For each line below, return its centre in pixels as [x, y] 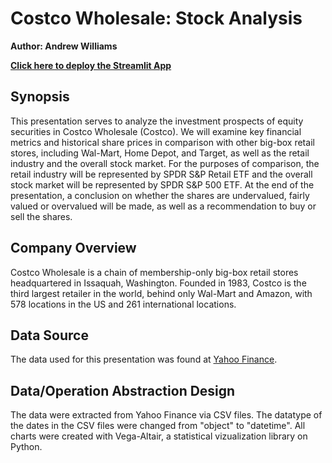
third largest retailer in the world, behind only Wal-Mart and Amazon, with [161, 293]
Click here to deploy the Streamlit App [91, 65]
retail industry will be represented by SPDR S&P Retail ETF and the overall [161, 174]
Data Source [49, 335]
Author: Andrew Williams [64, 46]
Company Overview [73, 248]
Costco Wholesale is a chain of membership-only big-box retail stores [154, 272]
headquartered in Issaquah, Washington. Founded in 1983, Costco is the [158, 283]
